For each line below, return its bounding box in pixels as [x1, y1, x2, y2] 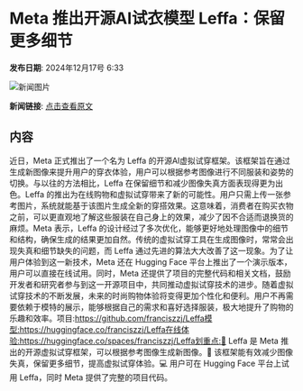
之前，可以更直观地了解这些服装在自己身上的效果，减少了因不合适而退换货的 [9, 211, 294, 222]
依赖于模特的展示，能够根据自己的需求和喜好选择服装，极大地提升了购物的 [16, 301, 294, 312]
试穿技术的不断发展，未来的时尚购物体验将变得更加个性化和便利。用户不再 [9, 290, 286, 301]
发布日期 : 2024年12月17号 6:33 [9, 62, 124, 73]
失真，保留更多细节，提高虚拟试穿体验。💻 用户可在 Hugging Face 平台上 [9, 358, 282, 368]
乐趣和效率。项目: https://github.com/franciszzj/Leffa [9, 313, 205, 323]
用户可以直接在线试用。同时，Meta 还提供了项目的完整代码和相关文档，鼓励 [9, 268, 291, 278]
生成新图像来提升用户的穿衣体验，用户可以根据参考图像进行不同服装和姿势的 [9, 166, 294, 177]
